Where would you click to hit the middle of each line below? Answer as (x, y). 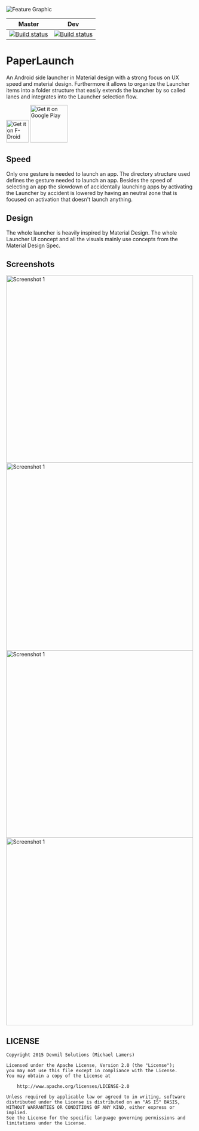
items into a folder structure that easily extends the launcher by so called (96, 90)
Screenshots (30, 264)
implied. (17, 1113)
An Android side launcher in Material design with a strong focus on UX (93, 77)
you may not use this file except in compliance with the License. (92, 1071)
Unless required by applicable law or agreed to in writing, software (96, 1097)
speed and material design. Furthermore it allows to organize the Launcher (98, 83)
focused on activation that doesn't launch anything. (70, 199)
